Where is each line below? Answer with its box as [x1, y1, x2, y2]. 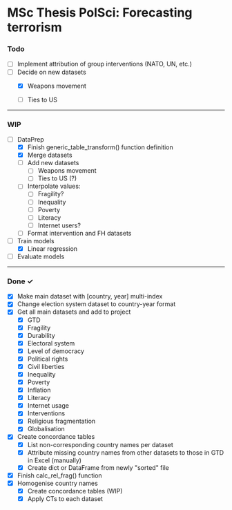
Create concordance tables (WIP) [27, 487, 123, 495]
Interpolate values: [27, 182, 81, 191]
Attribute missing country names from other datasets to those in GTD [27, 448, 224, 457]
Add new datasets [27, 159, 79, 167]
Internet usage [27, 402, 69, 410]
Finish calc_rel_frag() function [17, 471, 102, 480]
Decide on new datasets [17, 68, 86, 76]
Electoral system [27, 339, 75, 347]
